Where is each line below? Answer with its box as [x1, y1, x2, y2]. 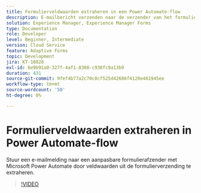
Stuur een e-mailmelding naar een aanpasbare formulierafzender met [6, 156, 178, 163]
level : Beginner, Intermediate [6, 37, 84, 43]
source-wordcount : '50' [6, 87, 66, 93]
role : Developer [6, 31, 47, 37]
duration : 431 [6, 70, 42, 76]
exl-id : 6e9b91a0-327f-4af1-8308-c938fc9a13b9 [6, 64, 124, 71]
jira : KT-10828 [6, 59, 44, 65]
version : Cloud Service [6, 43, 66, 49]
